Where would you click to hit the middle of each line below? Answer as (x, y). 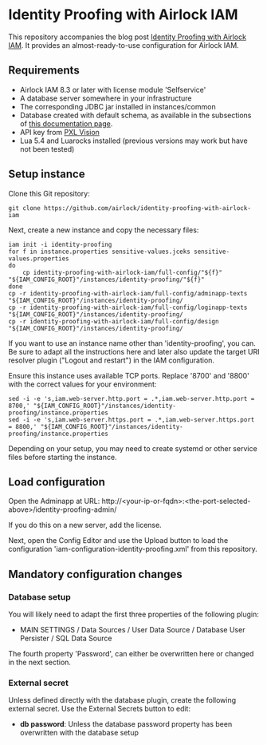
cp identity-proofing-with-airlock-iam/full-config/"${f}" (123, 272)
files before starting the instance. (63, 457)
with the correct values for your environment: (82, 384)
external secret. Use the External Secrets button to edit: (100, 709)
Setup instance (47, 174)
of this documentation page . (66, 123)
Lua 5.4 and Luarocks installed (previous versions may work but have (134, 141)
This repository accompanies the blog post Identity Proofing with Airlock (128, 37)
